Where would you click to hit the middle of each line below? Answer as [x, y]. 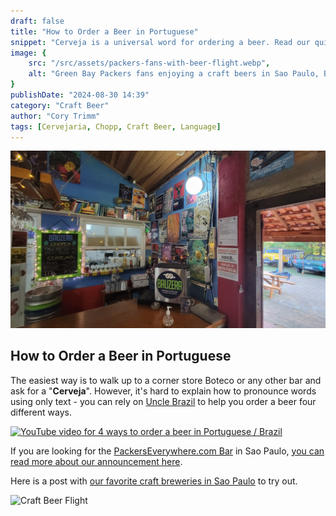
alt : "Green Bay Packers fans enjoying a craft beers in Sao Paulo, [174, 74]
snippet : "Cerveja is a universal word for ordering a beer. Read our [160, 42]
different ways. [41, 412]
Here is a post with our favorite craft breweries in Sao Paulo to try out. [154, 481]
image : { [28, 53]
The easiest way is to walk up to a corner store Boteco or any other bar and [166, 380]
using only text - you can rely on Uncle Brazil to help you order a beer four [163, 401]
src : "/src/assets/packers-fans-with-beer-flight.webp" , [149, 63]
